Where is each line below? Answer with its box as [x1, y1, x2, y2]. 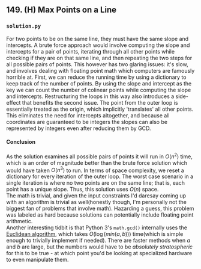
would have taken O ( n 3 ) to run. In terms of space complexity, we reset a [6, 165, 184, 174]
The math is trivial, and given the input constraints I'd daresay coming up [6, 192, 187, 199]
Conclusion [6, 138, 36, 146]
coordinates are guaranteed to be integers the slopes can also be [6, 118, 168, 125]
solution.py [6, 23, 41, 29]
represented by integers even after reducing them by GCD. [6, 125, 151, 132]
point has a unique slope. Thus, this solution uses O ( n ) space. [6, 186, 159, 193]
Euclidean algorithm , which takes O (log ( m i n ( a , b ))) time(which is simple [6, 230, 184, 238]
